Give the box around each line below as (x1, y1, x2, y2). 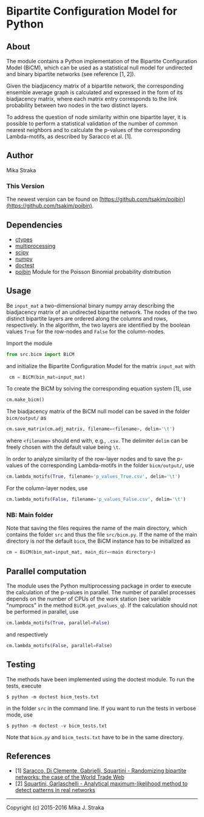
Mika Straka (6, 166, 36, 174)
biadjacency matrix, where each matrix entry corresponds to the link (6, 96, 177, 102)
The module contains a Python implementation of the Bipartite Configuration (6, 58, 197, 64)
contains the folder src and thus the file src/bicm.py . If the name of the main (6, 531, 197, 538)
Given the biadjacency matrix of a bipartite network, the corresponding (6, 82, 184, 89)
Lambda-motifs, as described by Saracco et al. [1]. (6, 133, 132, 140)
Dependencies (6, 220, 63, 230)
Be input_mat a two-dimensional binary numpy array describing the (6, 302, 175, 309)
